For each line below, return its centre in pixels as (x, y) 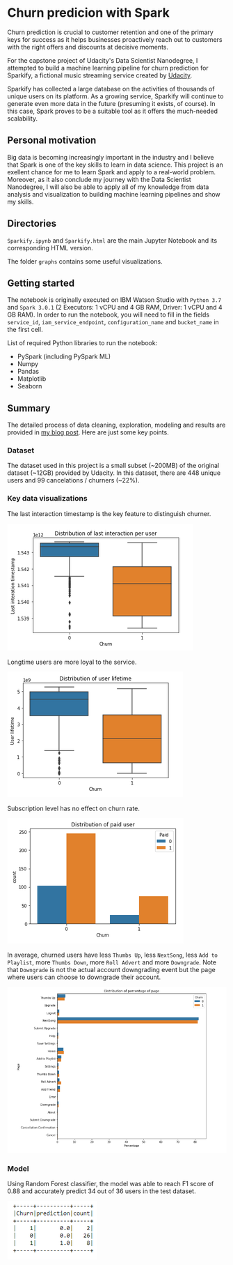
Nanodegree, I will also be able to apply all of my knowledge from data (108, 187)
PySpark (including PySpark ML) (64, 356)
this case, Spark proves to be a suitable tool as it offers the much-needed (112, 111)
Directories (32, 224)
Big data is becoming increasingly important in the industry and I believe (111, 157)
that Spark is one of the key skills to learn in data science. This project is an (115, 165)
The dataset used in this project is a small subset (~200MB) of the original (113, 466)
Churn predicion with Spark (89, 13)
